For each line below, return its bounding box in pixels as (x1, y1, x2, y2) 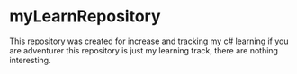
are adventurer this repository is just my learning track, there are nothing (9, 45, 279, 55)
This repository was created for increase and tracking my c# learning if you (9, 36, 289, 46)
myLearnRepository (9, 6, 161, 27)
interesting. (9, 54, 51, 65)
